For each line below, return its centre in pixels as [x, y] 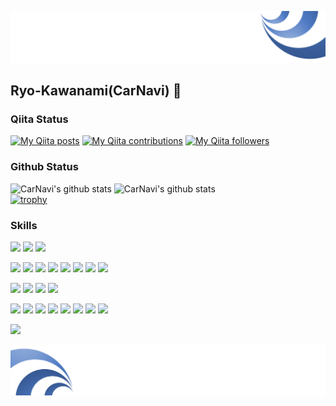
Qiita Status [39, 119]
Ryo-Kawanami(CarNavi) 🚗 [96, 91]
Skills [24, 225]
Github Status [44, 167]
